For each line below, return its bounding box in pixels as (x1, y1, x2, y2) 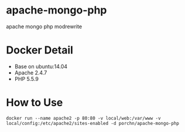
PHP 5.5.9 (14, 75, 39, 82)
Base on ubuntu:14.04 (14, 63, 68, 70)
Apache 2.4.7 (14, 69, 47, 76)
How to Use (6, 96, 63, 109)
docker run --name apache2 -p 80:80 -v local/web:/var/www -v (6, 115, 161, 121)
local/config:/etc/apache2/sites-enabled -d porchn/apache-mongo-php (6, 120, 180, 126)
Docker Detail (6, 43, 73, 57)
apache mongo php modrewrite (6, 23, 83, 30)
